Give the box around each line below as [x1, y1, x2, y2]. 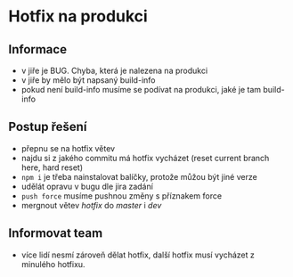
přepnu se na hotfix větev [20, 143, 116, 153]
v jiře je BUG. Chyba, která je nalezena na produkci [20, 65, 208, 76]
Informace [8, 42, 68, 57]
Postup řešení [8, 119, 87, 134]
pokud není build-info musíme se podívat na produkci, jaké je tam [20, 85, 262, 94]
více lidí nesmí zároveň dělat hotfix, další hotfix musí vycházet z [20, 249, 255, 260]
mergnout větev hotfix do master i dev [20, 200, 162, 210]
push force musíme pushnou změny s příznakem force [20, 190, 223, 201]
